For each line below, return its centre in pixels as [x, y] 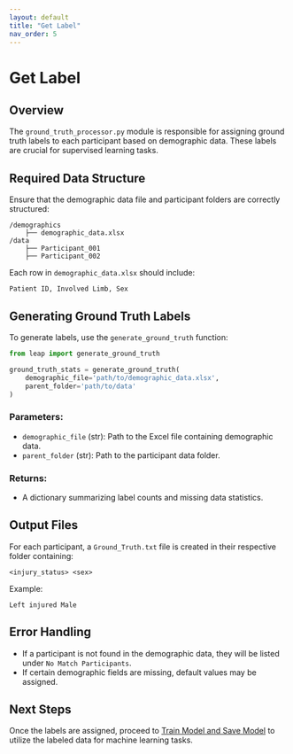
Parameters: [36, 417]
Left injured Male [43, 605]
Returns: [28, 478]
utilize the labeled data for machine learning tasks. [101, 740]
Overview [37, 110]
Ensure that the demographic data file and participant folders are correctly [145, 199]
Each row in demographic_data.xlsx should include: [102, 273]
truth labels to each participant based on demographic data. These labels [143, 141]
